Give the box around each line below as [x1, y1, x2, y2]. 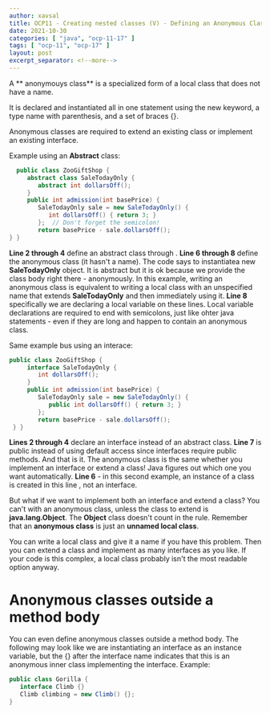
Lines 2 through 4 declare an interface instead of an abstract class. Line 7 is [9, 438, 262, 447]
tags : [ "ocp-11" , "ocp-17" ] [9, 42, 111, 50]
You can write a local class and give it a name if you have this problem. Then [9, 537, 262, 547]
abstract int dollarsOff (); [38, 181, 131, 189]
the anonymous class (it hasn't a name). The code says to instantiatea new [9, 256, 256, 266]
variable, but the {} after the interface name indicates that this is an [9, 651, 231, 661]
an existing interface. [9, 135, 79, 145]
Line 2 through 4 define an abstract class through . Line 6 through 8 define [9, 248, 259, 258]
